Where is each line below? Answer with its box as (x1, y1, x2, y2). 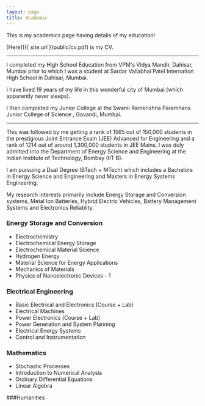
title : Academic (6, 15, 48, 21)
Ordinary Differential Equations (15, 375, 93, 383)
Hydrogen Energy (15, 252, 60, 260)
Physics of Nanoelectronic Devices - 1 (15, 271, 111, 279)
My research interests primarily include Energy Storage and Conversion (6, 191, 186, 198)
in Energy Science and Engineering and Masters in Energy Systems (6, 172, 176, 180)
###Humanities (6, 394, 45, 401)
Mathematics (6, 349, 47, 358)
